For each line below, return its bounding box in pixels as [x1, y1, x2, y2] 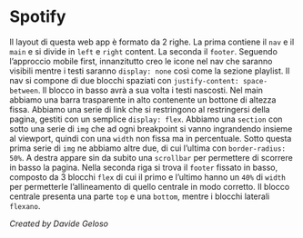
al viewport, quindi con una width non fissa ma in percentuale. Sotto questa [9, 133, 292, 144]
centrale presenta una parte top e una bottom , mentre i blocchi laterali [9, 191, 270, 202]
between [9, 86, 39, 95]
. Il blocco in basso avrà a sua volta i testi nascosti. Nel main [37, 84, 264, 95]
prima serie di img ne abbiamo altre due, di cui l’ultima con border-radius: [9, 143, 287, 154]
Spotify [9, 6, 66, 27]
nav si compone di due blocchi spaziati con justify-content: [9, 74, 239, 85]
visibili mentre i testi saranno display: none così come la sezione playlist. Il [9, 65, 290, 76]
